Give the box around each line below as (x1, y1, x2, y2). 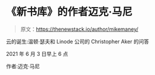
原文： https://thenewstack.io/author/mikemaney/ (20, 26, 139, 33)
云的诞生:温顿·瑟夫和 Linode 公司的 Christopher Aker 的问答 (6, 38, 149, 45)
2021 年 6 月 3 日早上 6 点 (6, 50, 68, 57)
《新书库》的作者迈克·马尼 (6, 5, 133, 19)
